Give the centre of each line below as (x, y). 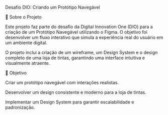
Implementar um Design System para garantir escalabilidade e (70, 102)
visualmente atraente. (28, 63)
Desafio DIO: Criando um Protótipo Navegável (53, 7)
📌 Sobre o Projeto (23, 17)
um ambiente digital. (26, 43)
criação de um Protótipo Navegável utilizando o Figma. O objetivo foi (76, 32)
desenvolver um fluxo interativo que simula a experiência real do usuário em (84, 37)
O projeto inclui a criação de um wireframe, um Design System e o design (81, 52)
